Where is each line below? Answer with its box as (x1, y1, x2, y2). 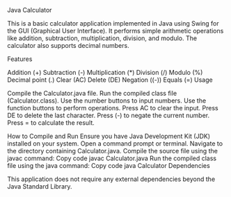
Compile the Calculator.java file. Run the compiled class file (7, 89, 177, 97)
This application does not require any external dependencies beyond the (7, 175, 216, 183)
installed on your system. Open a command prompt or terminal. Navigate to (7, 139, 223, 148)
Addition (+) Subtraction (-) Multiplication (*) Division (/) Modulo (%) (7, 69, 203, 76)
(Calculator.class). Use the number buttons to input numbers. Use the (7, 96, 207, 105)
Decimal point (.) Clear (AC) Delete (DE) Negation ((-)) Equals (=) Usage (7, 76, 214, 84)
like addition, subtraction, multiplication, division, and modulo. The (7, 34, 197, 42)
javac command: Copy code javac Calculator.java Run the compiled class (7, 154, 217, 162)
